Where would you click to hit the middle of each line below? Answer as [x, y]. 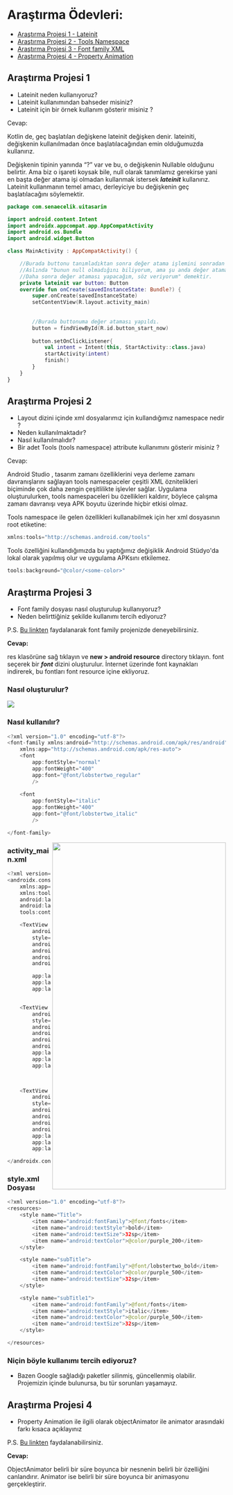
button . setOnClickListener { [72, 341]
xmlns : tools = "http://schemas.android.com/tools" [79, 538]
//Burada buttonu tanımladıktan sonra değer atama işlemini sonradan [122, 264]
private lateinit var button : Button [74, 283]
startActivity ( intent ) [77, 354]
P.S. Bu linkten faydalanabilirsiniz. [55, 1442]
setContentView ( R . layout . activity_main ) [91, 302]
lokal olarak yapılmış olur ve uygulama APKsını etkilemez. [89, 558]
